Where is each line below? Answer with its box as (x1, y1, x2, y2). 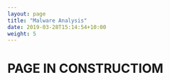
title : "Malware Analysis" (7, 17, 87, 24)
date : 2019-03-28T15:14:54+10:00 (7, 23, 107, 30)
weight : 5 (7, 30, 37, 38)
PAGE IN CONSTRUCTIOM (7, 61, 164, 76)
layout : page (7, 10, 46, 18)
